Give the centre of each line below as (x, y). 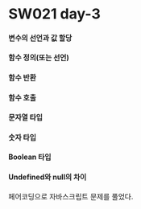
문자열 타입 (25, 117)
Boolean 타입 (30, 157)
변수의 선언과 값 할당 (40, 38)
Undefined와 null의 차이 (48, 177)
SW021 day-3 (54, 14)
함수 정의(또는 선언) (39, 58)
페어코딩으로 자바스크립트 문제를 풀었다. (71, 196)
